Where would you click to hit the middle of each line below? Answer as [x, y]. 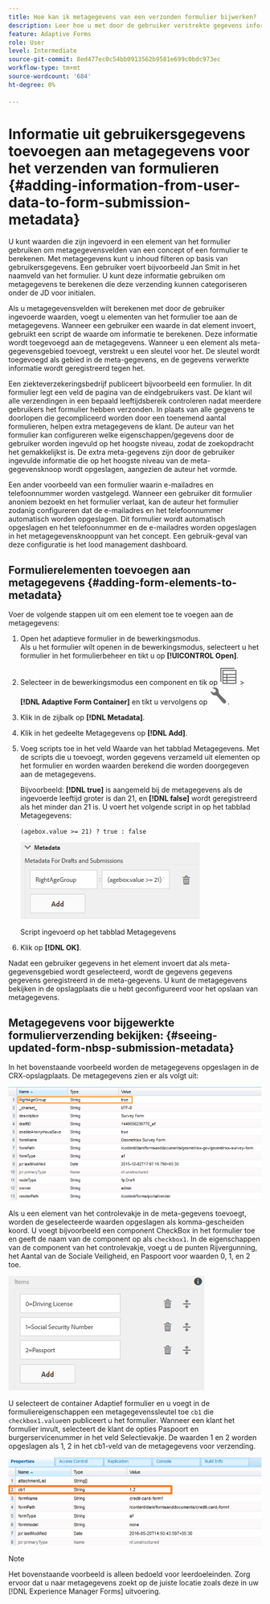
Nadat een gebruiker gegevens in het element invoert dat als [108, 963]
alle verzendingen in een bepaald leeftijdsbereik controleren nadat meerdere [135, 401]
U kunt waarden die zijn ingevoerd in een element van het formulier [120, 242]
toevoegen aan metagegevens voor [129, 151]
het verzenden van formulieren [114, 168]
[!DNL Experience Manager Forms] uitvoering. [85, 1591]
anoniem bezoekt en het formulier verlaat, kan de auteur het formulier [123, 502]
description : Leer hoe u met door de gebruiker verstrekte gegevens [125, 25]
